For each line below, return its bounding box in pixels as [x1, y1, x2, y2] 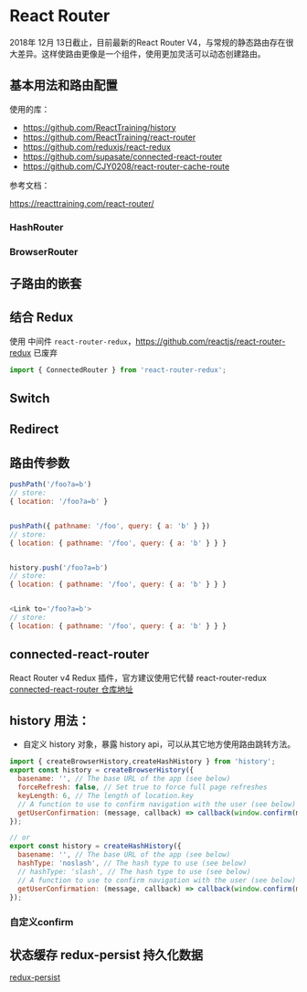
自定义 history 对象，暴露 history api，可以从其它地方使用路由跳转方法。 [22, 739, 295, 750]
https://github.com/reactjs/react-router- [135, 336, 286, 347]
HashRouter [9, 220, 64, 233]
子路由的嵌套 [9, 275, 82, 291]
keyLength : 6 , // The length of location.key [17, 791, 195, 800]
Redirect [9, 421, 59, 437]
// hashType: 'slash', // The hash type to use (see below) [17, 867, 251, 876]
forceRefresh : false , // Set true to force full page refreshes [17, 783, 268, 792]
